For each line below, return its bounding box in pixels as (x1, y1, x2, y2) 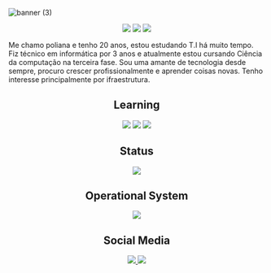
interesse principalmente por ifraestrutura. (8, 75, 151, 84)
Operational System (85, 189, 189, 203)
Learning (113, 98, 160, 112)
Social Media (103, 233, 171, 247)
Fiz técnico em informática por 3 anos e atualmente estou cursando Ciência (8, 49, 263, 58)
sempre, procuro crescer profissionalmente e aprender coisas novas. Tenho (8, 66, 263, 76)
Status (119, 145, 155, 158)
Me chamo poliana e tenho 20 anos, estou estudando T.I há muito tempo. (8, 41, 254, 50)
